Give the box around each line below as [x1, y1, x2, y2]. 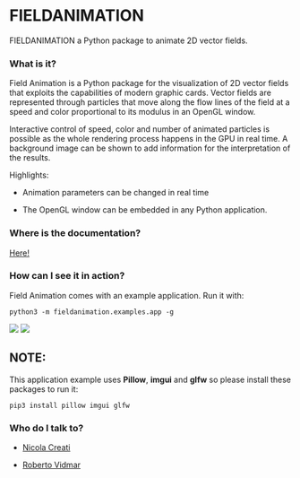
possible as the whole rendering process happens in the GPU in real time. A [9, 134, 288, 144]
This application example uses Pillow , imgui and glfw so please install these [9, 374, 292, 385]
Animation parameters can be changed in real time [21, 187, 210, 198]
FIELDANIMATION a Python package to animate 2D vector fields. [9, 35, 248, 46]
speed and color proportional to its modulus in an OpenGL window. [9, 107, 256, 117]
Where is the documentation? [9, 227, 141, 239]
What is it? [9, 57, 56, 70]
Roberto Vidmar [21, 459, 81, 470]
